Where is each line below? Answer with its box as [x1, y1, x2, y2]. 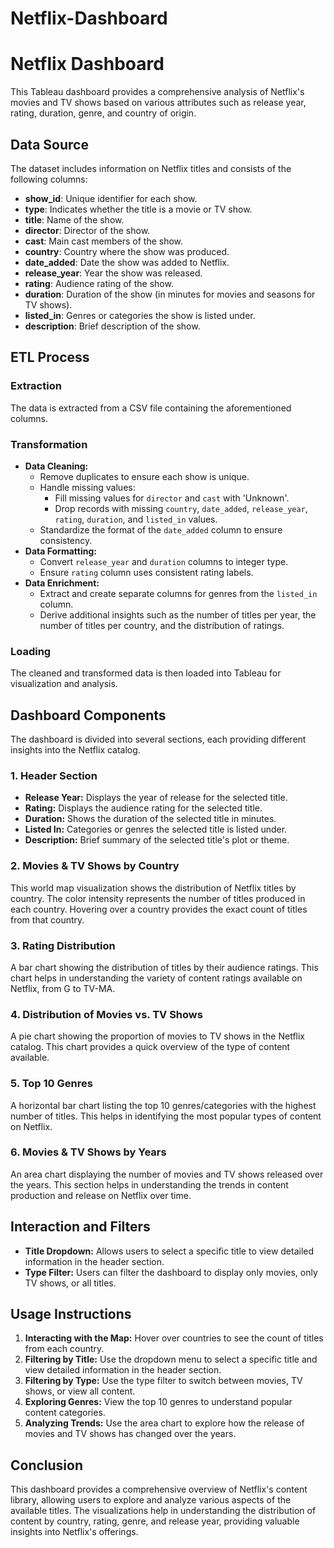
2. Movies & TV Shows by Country [10, 859, 180, 873]
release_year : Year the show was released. [24, 267, 203, 279]
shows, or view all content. [24, 1385, 136, 1397]
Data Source [10, 136, 89, 153]
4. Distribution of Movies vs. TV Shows [10, 1007, 203, 1021]
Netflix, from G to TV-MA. [10, 982, 116, 994]
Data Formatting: [24, 545, 97, 557]
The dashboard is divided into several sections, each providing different [10, 733, 307, 746]
